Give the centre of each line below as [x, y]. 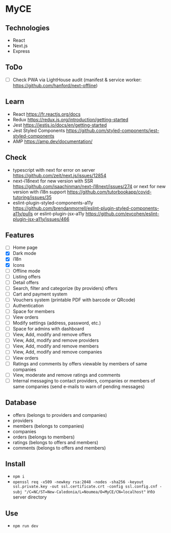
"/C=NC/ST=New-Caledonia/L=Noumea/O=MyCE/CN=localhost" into [90, 492]
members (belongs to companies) [48, 426]
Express [21, 51]
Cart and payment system [40, 294]
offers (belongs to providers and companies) [60, 415]
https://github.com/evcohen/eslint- [122, 213]
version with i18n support [39, 192]
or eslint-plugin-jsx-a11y [59, 213]
